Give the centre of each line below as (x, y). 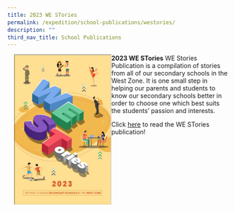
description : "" (31, 30)
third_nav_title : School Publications (64, 37)
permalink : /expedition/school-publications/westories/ (91, 22)
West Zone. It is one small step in (160, 81)
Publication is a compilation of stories (166, 66)
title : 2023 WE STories (42, 15)
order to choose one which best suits (166, 103)
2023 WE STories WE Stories (154, 58)
